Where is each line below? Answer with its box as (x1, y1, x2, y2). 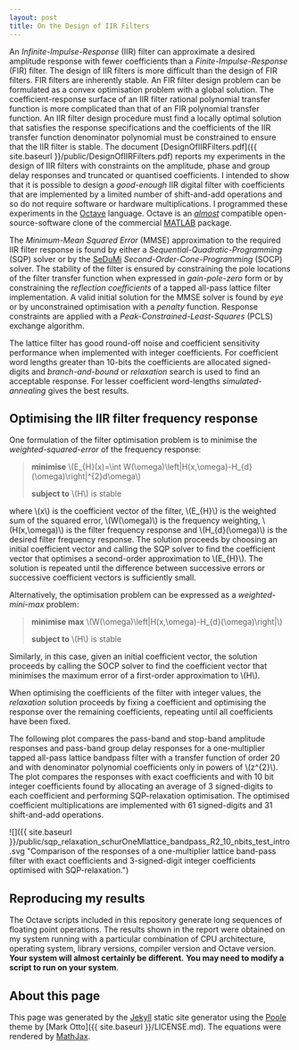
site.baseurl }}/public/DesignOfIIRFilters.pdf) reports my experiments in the (9, 150, 286, 161)
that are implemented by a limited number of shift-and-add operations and (9, 189, 283, 200)
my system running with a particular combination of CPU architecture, (9, 934, 266, 944)
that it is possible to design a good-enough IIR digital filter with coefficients (9, 179, 286, 190)
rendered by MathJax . (9, 1030, 91, 1041)
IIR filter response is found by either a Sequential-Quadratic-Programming (9, 243, 283, 255)
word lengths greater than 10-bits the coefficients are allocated (9, 356, 241, 367)
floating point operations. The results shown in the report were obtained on (9, 924, 286, 935)
